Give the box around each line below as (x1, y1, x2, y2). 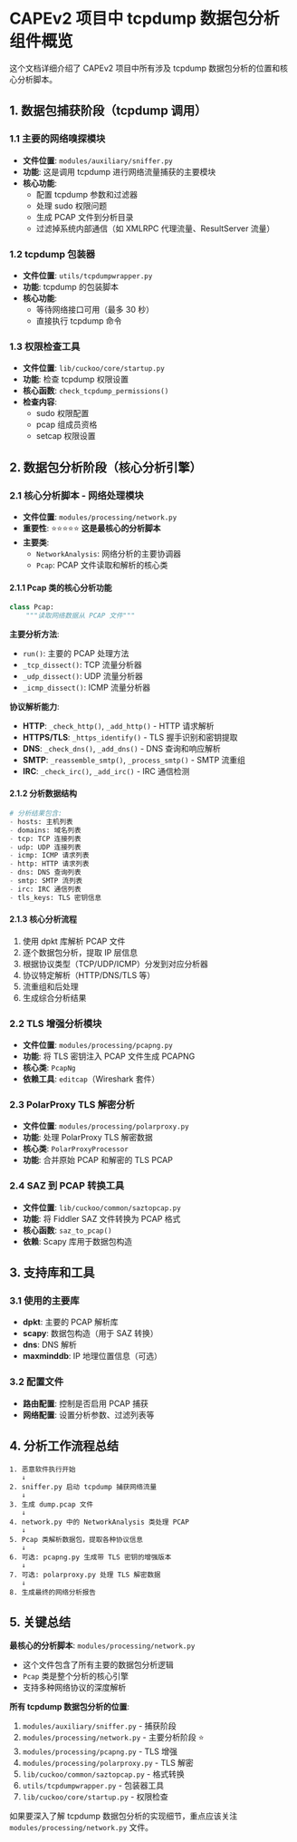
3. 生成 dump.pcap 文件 (9, 1499, 93, 1509)
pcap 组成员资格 (35, 419, 98, 431)
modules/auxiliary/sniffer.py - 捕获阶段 (22, 1721, 177, 1731)
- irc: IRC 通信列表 (9, 885, 81, 894)
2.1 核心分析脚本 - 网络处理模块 (9, 489, 144, 501)
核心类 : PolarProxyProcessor (22, 1143, 129, 1154)
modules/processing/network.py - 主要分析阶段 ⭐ (22, 1732, 205, 1743)
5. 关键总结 (9, 1614, 71, 1630)
